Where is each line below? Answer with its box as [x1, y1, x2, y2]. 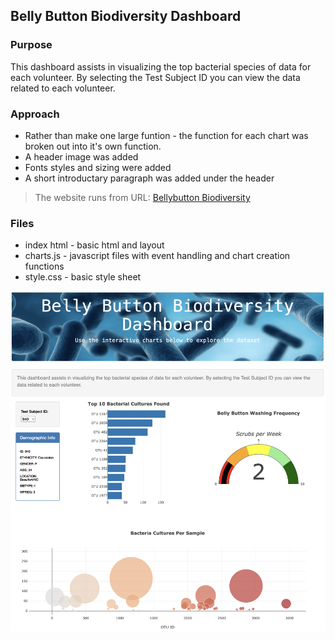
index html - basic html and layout [24, 239, 165, 251]
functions [24, 260, 65, 273]
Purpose [10, 38, 53, 52]
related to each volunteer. [10, 82, 116, 94]
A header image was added [24, 150, 139, 163]
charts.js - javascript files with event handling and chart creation [24, 250, 291, 262]
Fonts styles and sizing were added [24, 161, 172, 173]
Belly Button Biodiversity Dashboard [10, 8, 242, 25]
